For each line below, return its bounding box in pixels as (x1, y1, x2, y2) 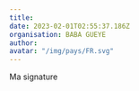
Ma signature (9, 71, 58, 82)
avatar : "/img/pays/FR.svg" (9, 47, 115, 56)
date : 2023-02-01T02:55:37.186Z (9, 22, 130, 31)
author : (9, 38, 39, 48)
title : (9, 13, 34, 23)
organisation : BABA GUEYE (9, 30, 106, 39)
